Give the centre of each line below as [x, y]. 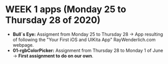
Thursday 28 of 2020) [53, 20]
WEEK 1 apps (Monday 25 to [66, 9]
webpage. [23, 45]
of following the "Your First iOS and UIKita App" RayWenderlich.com [84, 40]
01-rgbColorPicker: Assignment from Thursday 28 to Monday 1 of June [88, 50]
